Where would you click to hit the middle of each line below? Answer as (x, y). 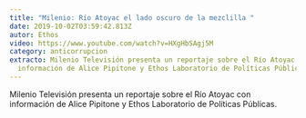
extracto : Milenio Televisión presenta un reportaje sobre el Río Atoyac (153, 60)
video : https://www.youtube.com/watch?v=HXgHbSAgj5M (112, 43)
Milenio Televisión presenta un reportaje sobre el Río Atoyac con (130, 94)
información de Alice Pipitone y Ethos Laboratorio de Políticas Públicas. (143, 103)
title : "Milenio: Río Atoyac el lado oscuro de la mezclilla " (132, 18)
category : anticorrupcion (58, 52)
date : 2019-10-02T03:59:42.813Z (71, 26)
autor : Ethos (34, 34)
